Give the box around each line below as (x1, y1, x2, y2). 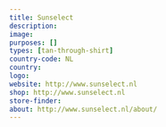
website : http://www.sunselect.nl (9, 80, 138, 89)
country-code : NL (9, 55, 74, 63)
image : (9, 30, 34, 38)
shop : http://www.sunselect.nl (9, 88, 126, 97)
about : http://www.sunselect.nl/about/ (9, 105, 158, 114)
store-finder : (9, 96, 62, 106)
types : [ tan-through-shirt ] (9, 47, 114, 55)
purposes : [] (9, 38, 58, 47)
